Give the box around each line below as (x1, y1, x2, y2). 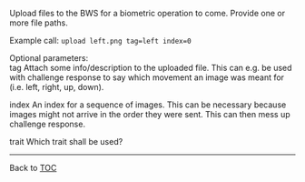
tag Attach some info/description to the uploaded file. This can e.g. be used (9, 63, 292, 73)
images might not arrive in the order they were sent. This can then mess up (9, 109, 290, 119)
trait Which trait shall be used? (9, 136, 123, 147)
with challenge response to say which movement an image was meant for (9, 72, 284, 83)
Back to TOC (9, 163, 57, 173)
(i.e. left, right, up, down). (9, 82, 104, 92)
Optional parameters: (9, 53, 89, 63)
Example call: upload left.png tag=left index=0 (9, 35, 192, 45)
